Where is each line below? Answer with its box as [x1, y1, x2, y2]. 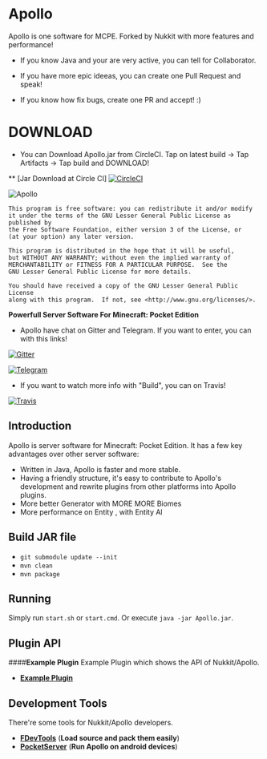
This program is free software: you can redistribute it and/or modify [8, 204, 253, 212]
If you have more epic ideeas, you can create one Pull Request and [19, 71, 241, 80]
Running [8, 591, 52, 605]
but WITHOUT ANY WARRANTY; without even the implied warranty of [8, 253, 231, 261]
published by [8, 218, 52, 227]
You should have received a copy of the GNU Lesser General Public [8, 281, 239, 289]
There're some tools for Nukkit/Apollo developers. [8, 717, 174, 727]
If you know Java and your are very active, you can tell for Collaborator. [19, 55, 257, 65]
